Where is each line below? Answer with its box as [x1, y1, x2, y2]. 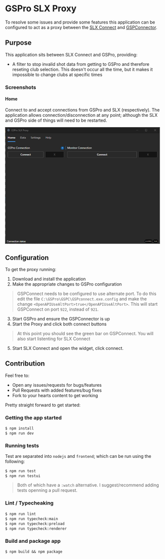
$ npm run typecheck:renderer [5, 526, 67, 531]
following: [5, 458, 25, 464]
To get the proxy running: [5, 266, 56, 272]
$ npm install [5, 426, 34, 431]
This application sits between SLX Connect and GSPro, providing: [5, 52, 137, 57]
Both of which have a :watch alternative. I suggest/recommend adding [17, 482, 159, 488]
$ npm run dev [5, 431, 34, 436]
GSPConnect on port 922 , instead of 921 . [17, 306, 99, 312]
